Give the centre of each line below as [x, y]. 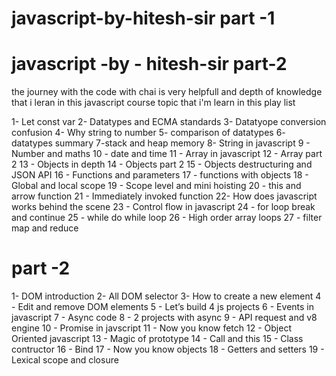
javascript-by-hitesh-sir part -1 [143, 18]
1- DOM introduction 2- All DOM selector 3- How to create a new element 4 [166, 296]
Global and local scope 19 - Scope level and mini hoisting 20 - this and [156, 186]
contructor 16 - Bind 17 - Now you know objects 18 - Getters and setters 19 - [168, 349]
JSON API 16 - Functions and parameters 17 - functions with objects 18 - [160, 175]
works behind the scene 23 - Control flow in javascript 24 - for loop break [163, 207]
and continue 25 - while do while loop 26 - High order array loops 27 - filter [167, 218]
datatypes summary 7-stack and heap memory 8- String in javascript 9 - [161, 143]
